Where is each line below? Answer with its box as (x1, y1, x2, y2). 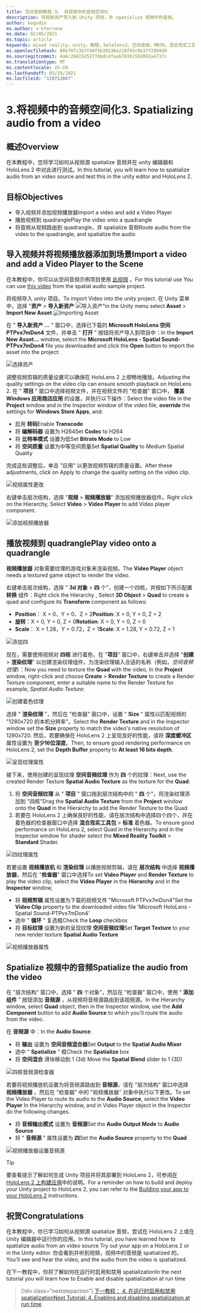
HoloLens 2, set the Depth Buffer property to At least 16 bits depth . (6, 746, 173, 753)
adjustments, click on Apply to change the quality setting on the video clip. (6, 468, 190, 476)
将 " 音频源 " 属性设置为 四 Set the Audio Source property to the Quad (14, 1134, 187, 1142)
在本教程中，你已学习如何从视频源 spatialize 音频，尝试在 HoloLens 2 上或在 (6, 1228, 194, 1235)
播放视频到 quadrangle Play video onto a (6, 538, 157, 549)
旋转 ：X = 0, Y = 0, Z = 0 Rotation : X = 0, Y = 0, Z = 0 (14, 618, 146, 625)
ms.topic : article (6, 37, 52, 43)
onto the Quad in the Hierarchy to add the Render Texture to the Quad (14, 804, 187, 812)
